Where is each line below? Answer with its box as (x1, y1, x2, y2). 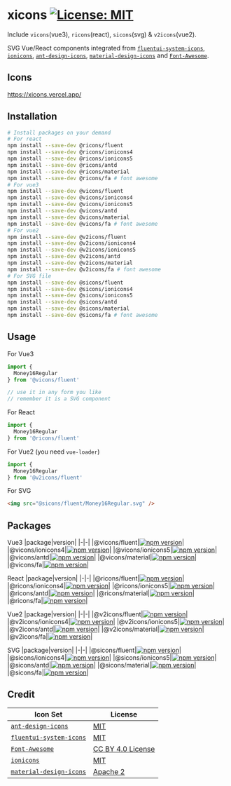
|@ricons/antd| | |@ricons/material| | (7, 589, 195, 597)
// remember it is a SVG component (7, 395, 111, 402)
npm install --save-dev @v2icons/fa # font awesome (7, 266, 161, 273)
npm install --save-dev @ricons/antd (7, 161, 118, 168)
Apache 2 (92, 766, 125, 776)
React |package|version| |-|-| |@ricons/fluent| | (7, 574, 185, 583)
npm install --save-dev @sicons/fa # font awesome (7, 312, 158, 319)
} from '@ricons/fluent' (7, 435, 80, 442)
